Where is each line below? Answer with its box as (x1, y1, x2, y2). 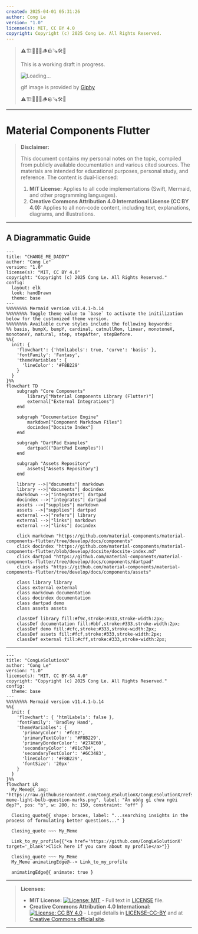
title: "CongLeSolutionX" (6, 657, 70, 663)
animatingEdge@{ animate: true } (11, 869, 94, 875)
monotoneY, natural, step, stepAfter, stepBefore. (6, 331, 133, 337)
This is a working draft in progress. (20, 61, 105, 68)
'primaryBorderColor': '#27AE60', (21, 740, 107, 746)
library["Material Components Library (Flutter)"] (27, 393, 154, 399)
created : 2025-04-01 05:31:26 (6, 8, 81, 15)
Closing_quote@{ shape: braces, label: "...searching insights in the (11, 812, 189, 818)
